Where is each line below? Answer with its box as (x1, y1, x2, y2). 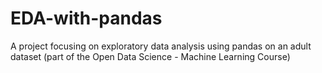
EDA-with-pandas (10, 7, 163, 30)
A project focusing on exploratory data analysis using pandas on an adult (10, 40, 312, 52)
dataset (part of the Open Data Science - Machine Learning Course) (10, 50, 291, 62)
